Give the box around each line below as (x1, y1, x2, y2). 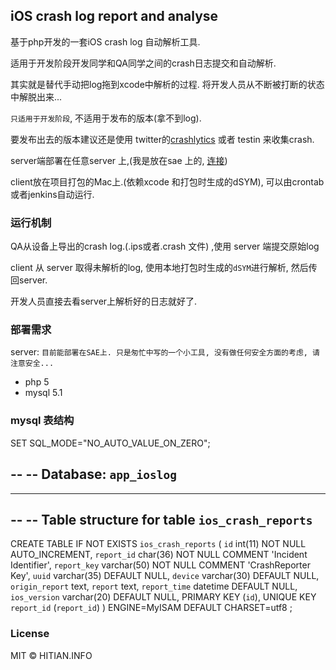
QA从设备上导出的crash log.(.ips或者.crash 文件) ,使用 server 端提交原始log (10, 240, 320, 253)
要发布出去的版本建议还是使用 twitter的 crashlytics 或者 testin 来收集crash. (10, 133, 315, 145)
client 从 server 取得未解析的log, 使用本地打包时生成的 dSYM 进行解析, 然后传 (10, 262, 318, 274)
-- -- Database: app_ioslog (10, 466, 177, 483)
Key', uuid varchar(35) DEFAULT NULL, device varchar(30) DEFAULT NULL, (10, 570, 320, 582)
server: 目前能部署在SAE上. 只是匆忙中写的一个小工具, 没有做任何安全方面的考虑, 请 (10, 346, 320, 358)
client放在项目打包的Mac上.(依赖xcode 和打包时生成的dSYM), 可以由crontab (10, 175, 325, 188)
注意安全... (10, 359, 55, 369)
